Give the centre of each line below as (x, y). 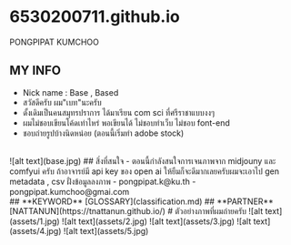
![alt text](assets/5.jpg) (106, 230)
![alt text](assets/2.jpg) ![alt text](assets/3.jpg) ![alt (157, 221)
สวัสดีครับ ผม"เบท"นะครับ (62, 102)
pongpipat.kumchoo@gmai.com (70, 191)
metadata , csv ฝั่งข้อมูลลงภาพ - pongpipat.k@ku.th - (103, 181)
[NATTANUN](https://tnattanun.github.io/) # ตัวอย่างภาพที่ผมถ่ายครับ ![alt (136, 210)
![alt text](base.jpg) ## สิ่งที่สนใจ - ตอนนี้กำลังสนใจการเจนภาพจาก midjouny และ (143, 160)
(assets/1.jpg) (35, 221)
